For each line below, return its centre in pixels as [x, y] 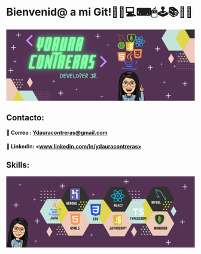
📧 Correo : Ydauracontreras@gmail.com [57, 133]
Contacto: [25, 117]
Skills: [18, 165]
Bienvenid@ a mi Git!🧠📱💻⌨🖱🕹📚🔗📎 [100, 12]
